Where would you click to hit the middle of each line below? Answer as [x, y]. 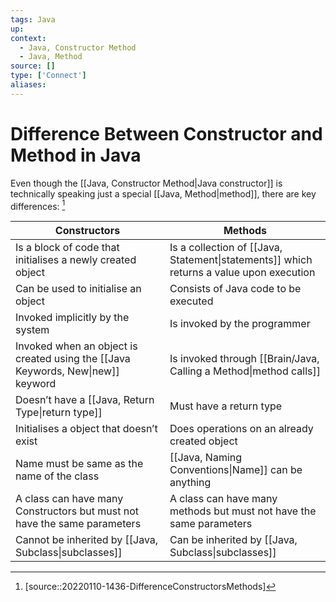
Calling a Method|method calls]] [245, 371]
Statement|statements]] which [241, 260]
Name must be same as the [79, 464]
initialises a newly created [76, 260]
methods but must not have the [243, 511]
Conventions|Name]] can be [236, 470]
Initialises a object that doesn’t [86, 429]
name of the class [57, 476]
